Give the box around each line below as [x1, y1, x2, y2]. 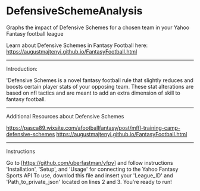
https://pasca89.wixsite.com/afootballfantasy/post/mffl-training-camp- [6, 124, 180, 131]
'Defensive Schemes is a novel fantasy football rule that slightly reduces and [6, 76, 193, 84]
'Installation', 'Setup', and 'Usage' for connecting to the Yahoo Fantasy [6, 165, 179, 173]
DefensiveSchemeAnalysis [6, 4, 143, 18]
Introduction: [6, 65, 37, 72]
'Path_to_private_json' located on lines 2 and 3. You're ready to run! [6, 178, 173, 185]
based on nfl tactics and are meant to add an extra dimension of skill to [6, 89, 180, 96]
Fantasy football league [6, 30, 64, 37]
